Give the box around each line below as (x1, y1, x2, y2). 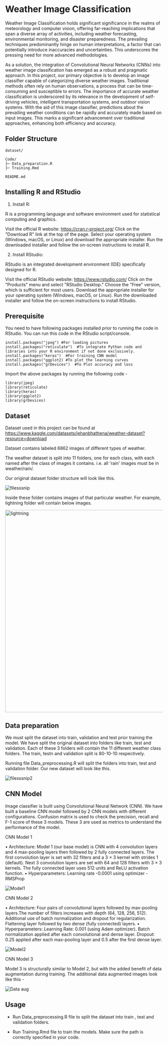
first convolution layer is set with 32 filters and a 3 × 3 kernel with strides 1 (5, 854, 158, 860)
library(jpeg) (5, 380, 35, 386)
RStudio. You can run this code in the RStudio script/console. (5, 330, 131, 336)
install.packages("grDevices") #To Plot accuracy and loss (5, 362, 133, 367)
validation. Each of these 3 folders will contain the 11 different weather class (5, 745, 161, 751)
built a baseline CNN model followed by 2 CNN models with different (5, 808, 146, 814)
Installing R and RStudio (5, 188, 81, 196)
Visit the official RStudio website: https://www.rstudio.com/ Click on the (5, 276, 152, 282)
